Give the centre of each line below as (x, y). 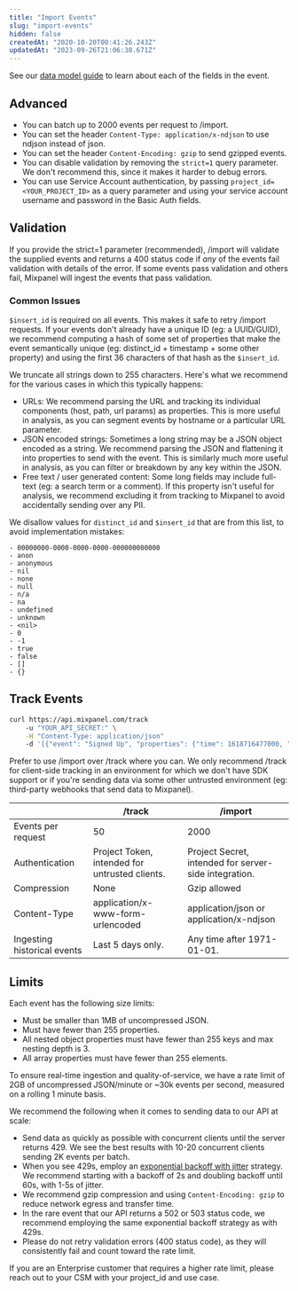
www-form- (119, 914)
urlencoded (117, 925)
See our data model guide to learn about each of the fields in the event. (140, 75)
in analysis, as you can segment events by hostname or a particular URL (154, 420)
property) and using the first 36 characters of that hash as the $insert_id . (145, 358)
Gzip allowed (215, 888)
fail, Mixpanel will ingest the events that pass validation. (111, 278)
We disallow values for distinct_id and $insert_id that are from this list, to (146, 522)
